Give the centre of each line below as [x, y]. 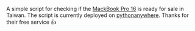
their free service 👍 [31, 22]
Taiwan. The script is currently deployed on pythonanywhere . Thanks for [97, 15]
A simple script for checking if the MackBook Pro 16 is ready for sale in [95, 9]
